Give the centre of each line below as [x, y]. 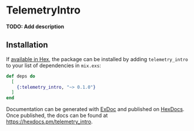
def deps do [21, 76]
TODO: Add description [35, 26]
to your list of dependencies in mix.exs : [53, 65]
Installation [27, 45]
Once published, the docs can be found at [57, 116]
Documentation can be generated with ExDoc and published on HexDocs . [95, 109]
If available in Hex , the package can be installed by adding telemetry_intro [97, 59]
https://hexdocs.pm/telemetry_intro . [49, 122]
